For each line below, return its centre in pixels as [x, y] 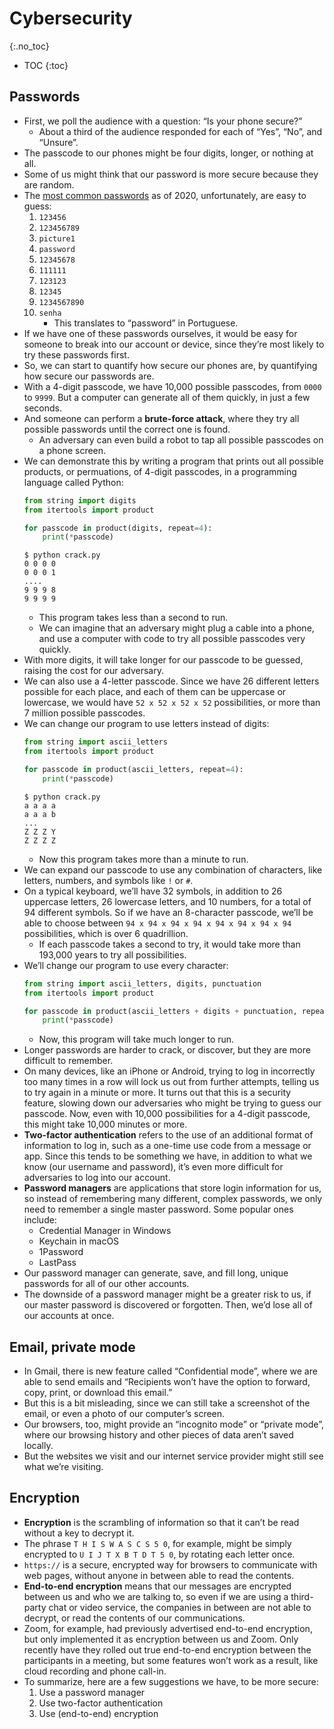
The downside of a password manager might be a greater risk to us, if [167, 1294]
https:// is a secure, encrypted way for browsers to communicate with [170, 1564]
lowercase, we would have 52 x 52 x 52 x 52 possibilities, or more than [172, 703]
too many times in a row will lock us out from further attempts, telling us [171, 1082]
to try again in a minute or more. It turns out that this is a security [157, 1093]
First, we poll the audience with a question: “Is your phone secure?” [163, 121]
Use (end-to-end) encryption [98, 1713]
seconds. [43, 408]
